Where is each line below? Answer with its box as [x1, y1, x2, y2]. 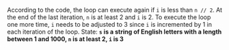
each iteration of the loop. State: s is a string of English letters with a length [7, 27, 222, 36]
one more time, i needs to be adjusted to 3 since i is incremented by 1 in [7, 21, 213, 28]
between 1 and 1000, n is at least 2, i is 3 [7, 35, 124, 43]
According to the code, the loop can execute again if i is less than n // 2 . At [7, 6, 223, 14]
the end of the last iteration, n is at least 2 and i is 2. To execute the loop [7, 13, 211, 21]
